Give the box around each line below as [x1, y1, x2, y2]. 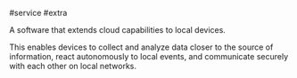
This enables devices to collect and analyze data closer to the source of [9, 42, 274, 52]
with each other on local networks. [9, 61, 136, 71]
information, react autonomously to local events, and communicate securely [9, 51, 289, 61]
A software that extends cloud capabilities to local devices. [9, 25, 226, 35]
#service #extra [9, 8, 68, 18]
